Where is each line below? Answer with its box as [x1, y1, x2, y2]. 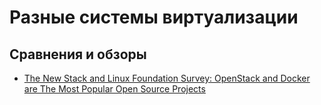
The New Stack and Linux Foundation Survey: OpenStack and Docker [23, 72, 311, 84]
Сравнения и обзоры [9, 46, 147, 63]
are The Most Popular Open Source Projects [23, 83, 206, 95]
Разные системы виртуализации [9, 6, 299, 29]
